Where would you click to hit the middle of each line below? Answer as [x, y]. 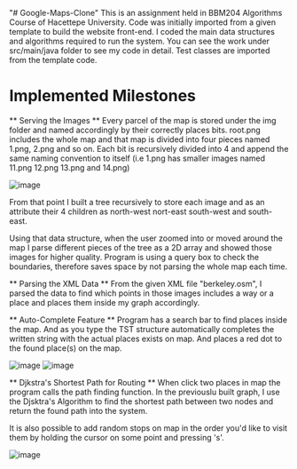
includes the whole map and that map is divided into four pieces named [140, 139]
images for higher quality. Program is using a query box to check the [134, 257]
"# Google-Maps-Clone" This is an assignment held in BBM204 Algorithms [146, 13]
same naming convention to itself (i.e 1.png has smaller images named [137, 158]
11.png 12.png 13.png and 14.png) [70, 167]
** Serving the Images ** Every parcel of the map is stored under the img [143, 120]
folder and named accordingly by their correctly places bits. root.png [135, 130]
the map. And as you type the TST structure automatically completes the [142, 329]
